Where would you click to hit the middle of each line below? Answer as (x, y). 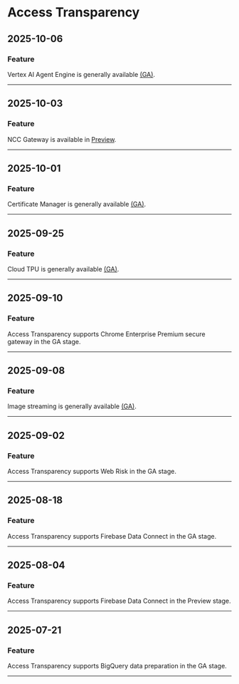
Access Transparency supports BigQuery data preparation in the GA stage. (117, 666)
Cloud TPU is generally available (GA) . (63, 269)
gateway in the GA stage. (44, 341)
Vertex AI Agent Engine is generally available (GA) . (81, 74)
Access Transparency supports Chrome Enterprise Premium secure (106, 334)
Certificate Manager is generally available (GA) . (77, 204)
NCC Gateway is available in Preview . (62, 139)
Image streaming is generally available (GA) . (72, 406)
